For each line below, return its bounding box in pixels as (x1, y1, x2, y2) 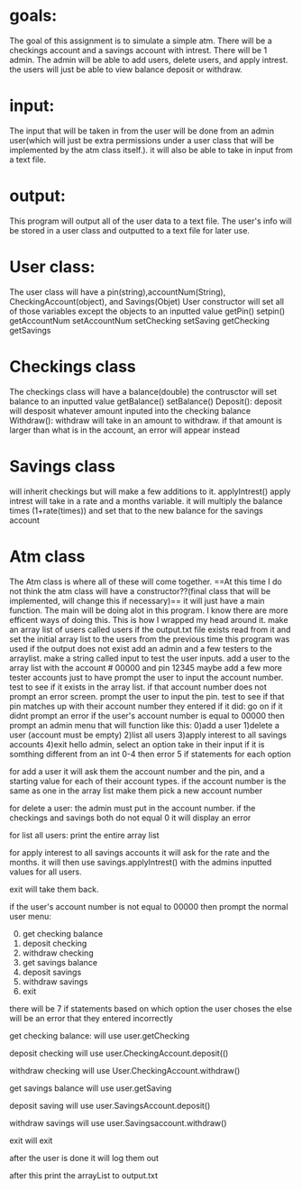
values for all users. (9, 866, 83, 877)
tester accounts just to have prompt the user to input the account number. (9, 672, 284, 682)
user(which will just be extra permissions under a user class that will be (9, 134, 275, 145)
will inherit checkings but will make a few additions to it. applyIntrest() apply (9, 486, 291, 497)
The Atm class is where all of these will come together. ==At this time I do (9, 576, 282, 587)
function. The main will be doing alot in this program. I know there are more (9, 605, 288, 616)
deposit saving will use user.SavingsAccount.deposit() (9, 1100, 211, 1111)
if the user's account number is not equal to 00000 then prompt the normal (9, 901, 288, 911)
